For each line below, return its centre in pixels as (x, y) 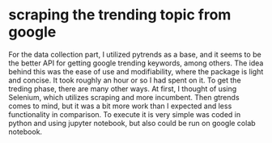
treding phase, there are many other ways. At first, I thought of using (123, 88)
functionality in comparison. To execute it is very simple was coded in (125, 114)
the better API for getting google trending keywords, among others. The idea (136, 63)
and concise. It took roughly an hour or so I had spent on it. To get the (125, 80)
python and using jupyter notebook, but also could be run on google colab (132, 123)
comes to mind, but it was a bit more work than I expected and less (120, 106)
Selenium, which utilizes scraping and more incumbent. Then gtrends (124, 97)
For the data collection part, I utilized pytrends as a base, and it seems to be (135, 54)
